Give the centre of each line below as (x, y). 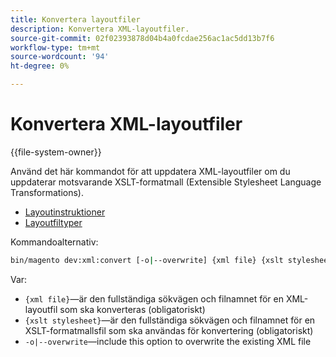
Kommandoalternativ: (54, 242)
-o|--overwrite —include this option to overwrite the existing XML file (168, 341)
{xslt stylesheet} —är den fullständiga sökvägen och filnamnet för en (170, 320)
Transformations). (47, 192)
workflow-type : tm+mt (55, 47)
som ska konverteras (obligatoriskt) (132, 309)
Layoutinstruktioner (65, 212)
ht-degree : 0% (40, 66)
